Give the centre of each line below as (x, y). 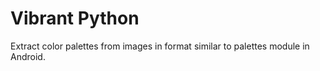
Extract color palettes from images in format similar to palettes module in (160, 46)
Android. (28, 56)
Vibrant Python (75, 18)
